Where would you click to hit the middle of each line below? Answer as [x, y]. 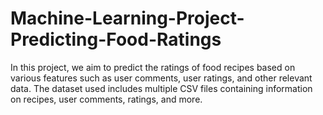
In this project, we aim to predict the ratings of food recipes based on [153, 67]
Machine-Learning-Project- [127, 18]
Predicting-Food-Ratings [116, 39]
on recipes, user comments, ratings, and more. [106, 99]
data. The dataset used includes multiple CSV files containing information [161, 88]
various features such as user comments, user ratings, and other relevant [161, 78]
